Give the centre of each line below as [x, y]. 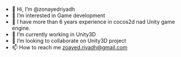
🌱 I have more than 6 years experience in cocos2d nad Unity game [93, 22]
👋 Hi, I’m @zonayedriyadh [43, 9]
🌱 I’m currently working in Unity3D [54, 34]
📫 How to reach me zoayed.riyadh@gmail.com [69, 47]
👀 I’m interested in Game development [58, 15]
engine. [21, 28]
